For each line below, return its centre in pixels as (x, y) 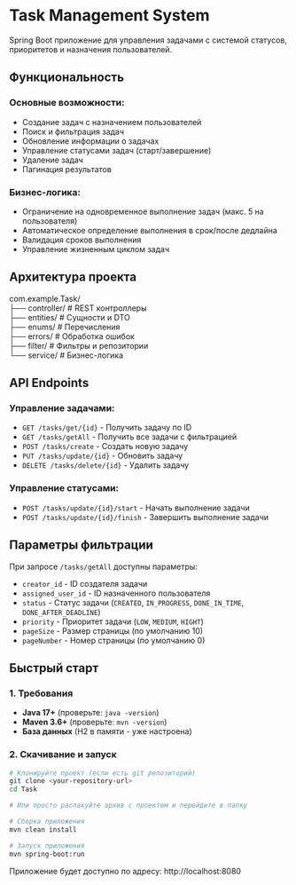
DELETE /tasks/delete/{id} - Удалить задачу (105, 465)
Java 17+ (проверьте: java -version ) (90, 713)
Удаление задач (53, 160)
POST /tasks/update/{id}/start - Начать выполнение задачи (136, 508)
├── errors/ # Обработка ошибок (72, 336)
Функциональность (67, 78)
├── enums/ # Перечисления (65, 327)
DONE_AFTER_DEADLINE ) (61, 612)
